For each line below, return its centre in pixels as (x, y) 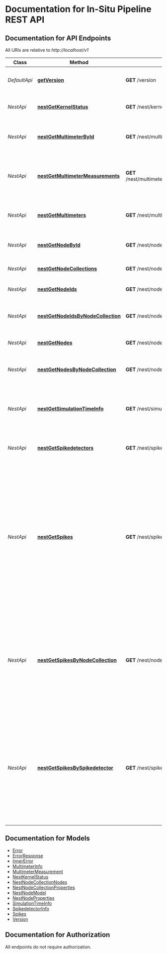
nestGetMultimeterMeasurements (79, 176)
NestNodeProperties (33, 898)
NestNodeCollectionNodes (40, 882)
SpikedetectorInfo (31, 908)
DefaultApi (20, 80)
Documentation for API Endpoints (58, 38)
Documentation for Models (48, 838)
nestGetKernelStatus (63, 107)
